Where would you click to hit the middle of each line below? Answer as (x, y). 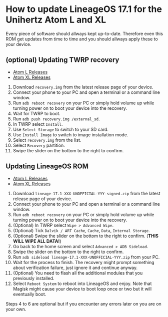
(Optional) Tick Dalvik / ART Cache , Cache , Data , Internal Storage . (81, 230)
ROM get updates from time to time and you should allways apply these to (82, 39)
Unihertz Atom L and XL (56, 20)
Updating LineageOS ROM (47, 166)
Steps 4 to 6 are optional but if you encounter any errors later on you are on (83, 304)
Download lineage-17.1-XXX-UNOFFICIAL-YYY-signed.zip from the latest (86, 193)
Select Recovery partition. (39, 145)
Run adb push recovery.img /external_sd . (56, 119)
